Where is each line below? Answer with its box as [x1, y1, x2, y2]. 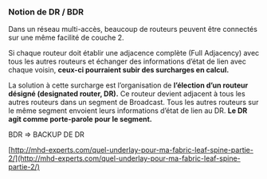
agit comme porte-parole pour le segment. [8, 115, 153, 124]
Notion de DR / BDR [8, 6, 84, 18]
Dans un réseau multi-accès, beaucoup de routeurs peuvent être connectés [8, 25, 257, 34]
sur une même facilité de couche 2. [8, 33, 125, 42]
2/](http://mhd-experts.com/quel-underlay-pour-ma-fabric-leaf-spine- [8, 154, 241, 163]
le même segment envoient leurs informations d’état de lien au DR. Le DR [8, 106, 248, 115]
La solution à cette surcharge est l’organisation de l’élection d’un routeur [8, 80, 249, 90]
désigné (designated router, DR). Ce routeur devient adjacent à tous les [8, 89, 245, 99]
